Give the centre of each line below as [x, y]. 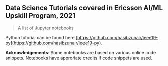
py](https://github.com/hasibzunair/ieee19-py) [53, 43]
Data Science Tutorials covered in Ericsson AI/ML [84, 8]
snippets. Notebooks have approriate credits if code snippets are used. [79, 58]
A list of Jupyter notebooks [46, 28]
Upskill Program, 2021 [40, 16]
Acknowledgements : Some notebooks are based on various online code [81, 52]
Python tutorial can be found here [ [41, 37]
